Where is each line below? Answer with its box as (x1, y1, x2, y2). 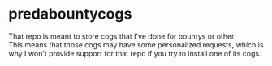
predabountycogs (8, 5, 132, 23)
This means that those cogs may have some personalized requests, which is (8, 39, 264, 49)
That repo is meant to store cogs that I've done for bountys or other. (8, 31, 236, 41)
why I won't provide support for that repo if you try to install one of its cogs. (8, 48, 261, 58)
